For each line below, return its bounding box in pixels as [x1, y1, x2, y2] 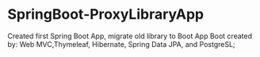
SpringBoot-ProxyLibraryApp [7, 5, 204, 23]
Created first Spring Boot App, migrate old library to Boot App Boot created [7, 31, 253, 41]
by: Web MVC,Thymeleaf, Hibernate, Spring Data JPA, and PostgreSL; [7, 39, 235, 48]
